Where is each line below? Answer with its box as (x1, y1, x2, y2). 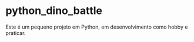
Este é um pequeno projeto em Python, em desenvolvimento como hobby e (5, 23, 188, 30)
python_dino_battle (5, 4, 103, 17)
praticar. (5, 29, 26, 36)
